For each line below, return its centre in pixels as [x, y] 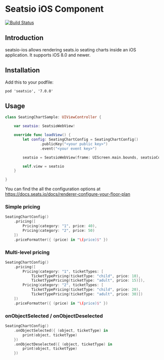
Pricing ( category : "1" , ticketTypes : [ [63, 271]
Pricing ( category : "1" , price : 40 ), [60, 226]
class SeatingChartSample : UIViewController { [53, 117]
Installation [22, 70]
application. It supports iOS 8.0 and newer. [48, 55]
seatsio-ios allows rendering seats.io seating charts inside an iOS [71, 49]
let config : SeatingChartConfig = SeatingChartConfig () [81, 139]
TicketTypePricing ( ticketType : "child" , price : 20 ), [86, 290]
